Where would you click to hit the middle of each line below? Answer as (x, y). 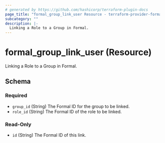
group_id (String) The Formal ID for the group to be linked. (71, 106)
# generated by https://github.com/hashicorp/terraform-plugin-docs (77, 10)
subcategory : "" (22, 19)
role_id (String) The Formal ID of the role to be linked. (67, 111)
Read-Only (18, 124)
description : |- (22, 23)
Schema (18, 82)
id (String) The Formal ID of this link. (49, 135)
